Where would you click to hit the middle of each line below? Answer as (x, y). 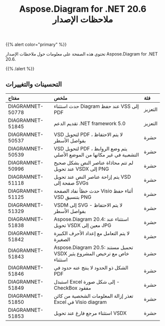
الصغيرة (62, 239)
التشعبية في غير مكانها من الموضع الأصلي (96, 155)
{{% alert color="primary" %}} (36, 45)
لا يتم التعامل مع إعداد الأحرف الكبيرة (92, 233)
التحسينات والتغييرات (34, 84)
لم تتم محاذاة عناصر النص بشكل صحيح (94, 163)
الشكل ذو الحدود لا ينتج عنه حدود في (91, 268)
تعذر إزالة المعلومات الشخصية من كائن (94, 296)
